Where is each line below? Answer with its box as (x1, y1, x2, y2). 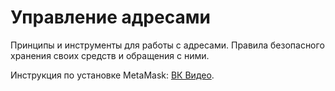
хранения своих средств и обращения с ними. (10, 49, 210, 61)
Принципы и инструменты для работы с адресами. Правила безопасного (10, 39, 325, 51)
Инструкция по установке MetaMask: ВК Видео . (10, 69, 215, 81)
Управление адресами (10, 6, 211, 29)
